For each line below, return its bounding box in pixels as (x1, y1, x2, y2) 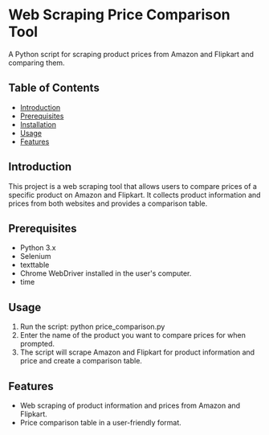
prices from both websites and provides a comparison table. (8, 199, 208, 208)
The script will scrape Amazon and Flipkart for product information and (19, 347, 255, 357)
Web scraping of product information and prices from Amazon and (19, 400, 241, 410)
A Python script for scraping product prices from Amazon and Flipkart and (8, 49, 255, 59)
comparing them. (8, 58, 66, 68)
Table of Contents (8, 81, 100, 95)
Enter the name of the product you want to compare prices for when (19, 330, 247, 340)
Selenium (19, 252, 51, 261)
